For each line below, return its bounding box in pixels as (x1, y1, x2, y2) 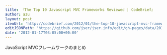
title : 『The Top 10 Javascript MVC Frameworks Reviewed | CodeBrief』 (5, 7, 155, 12)
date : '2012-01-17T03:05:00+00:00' (5, 30, 79, 35)
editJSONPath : (5, 26, 35, 31)
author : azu (5, 12, 30, 17)
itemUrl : (5, 21, 23, 26)
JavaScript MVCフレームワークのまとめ (5, 45, 86, 50)
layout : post (5, 16, 32, 21)
